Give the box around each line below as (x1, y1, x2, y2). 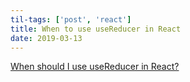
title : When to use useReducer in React (10, 24, 182, 34)
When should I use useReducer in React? (10, 61, 180, 73)
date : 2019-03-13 (10, 33, 83, 43)
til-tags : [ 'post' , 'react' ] (10, 14, 132, 25)
